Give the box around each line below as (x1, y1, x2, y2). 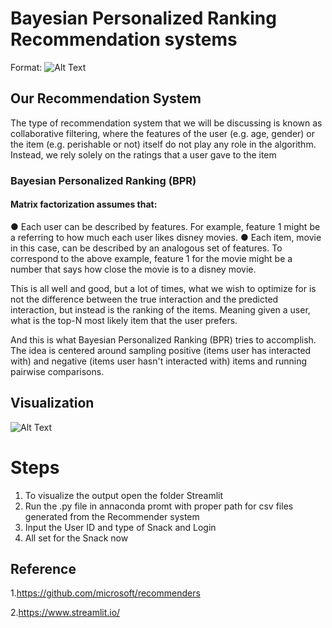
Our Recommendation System (10, 90, 202, 107)
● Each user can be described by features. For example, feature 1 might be (10, 220, 321, 232)
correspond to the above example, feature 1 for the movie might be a (10, 252, 293, 264)
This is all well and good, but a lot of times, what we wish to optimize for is (10, 282, 317, 294)
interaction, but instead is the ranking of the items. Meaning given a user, (10, 303, 311, 316)
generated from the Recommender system (24, 510, 200, 522)
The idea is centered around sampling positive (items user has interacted (10, 344, 312, 356)
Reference (10, 561, 77, 578)
